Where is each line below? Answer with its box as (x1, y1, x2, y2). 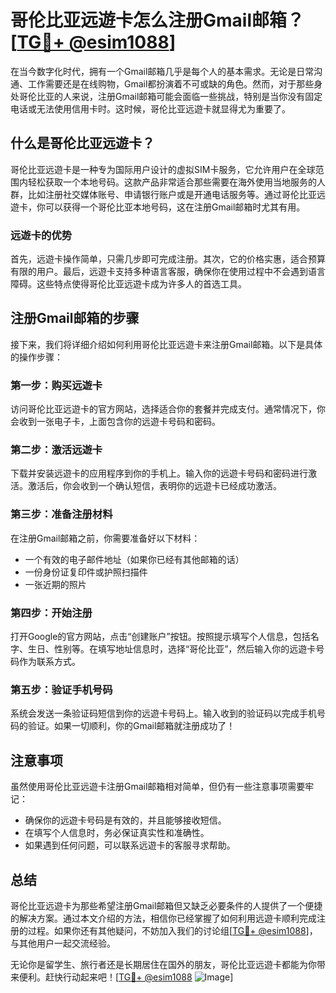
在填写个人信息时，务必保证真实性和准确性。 (24, 827, 210, 839)
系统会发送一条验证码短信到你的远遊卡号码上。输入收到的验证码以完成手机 (10, 707, 317, 720)
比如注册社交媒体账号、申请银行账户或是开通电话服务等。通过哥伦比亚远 (27, 188, 326, 200)
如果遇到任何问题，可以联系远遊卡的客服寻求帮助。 (24, 839, 236, 851)
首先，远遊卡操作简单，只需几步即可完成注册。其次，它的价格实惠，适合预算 (10, 253, 326, 265)
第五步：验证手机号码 (10, 682, 113, 696)
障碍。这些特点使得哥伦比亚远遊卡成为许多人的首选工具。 (10, 278, 247, 290)
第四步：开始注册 (10, 606, 93, 620)
